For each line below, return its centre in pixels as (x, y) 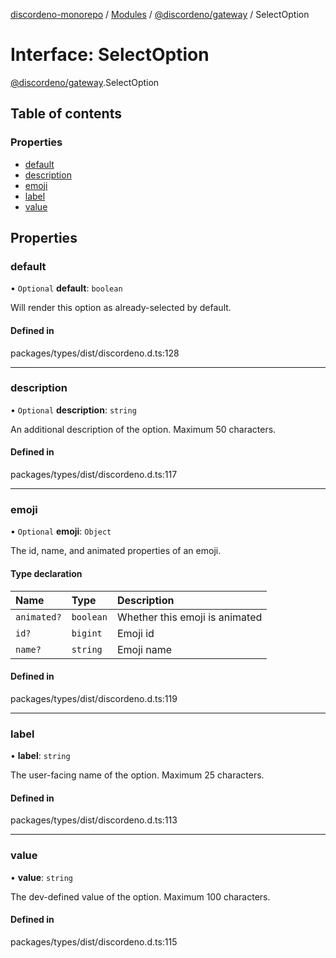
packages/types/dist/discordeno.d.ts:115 (94, 941)
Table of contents (66, 114)
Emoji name (144, 649)
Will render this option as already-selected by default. (121, 308)
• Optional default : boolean (66, 288)
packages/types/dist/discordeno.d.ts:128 (95, 353)
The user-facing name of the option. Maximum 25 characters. (137, 775)
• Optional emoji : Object (61, 531)
